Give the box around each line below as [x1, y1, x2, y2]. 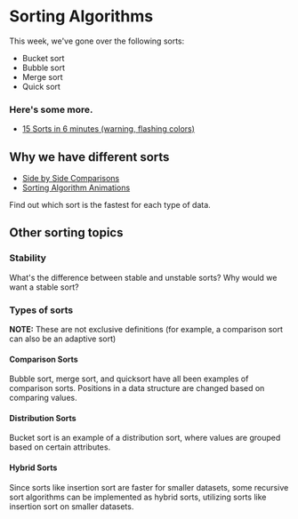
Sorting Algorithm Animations [21, 182, 131, 193]
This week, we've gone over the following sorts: [9, 36, 185, 46]
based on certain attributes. [9, 442, 111, 452]
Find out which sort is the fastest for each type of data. [9, 200, 211, 211]
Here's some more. [9, 103, 93, 116]
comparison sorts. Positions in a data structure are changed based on [9, 383, 265, 394]
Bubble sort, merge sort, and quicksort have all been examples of [9, 373, 249, 384]
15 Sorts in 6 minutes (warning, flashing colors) [21, 124, 196, 134]
